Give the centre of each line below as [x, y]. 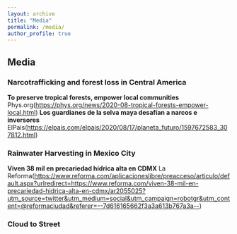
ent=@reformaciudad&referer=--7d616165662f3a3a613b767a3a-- [104, 206]
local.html [22, 112]
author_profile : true [39, 33]
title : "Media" [30, 20]
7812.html [22, 135]
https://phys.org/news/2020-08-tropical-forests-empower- [122, 105]
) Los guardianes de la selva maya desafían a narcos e [116, 112]
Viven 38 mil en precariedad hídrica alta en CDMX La [87, 168]
